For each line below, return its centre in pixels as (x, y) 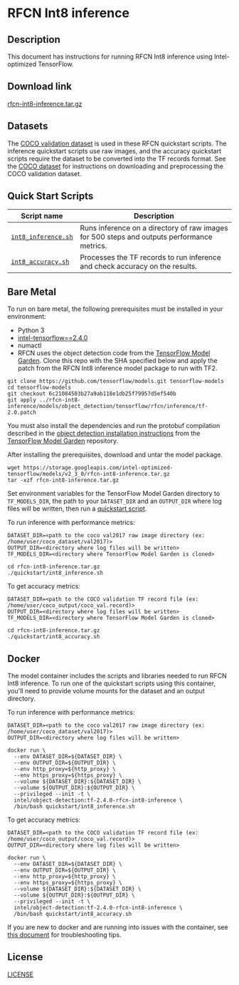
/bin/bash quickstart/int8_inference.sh (74, 807)
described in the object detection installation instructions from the (104, 434)
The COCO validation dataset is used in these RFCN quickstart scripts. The (117, 143)
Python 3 (31, 330)
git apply (22, 400)
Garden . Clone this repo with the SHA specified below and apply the (118, 361)
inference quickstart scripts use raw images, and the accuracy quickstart (115, 150)
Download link (40, 87)
